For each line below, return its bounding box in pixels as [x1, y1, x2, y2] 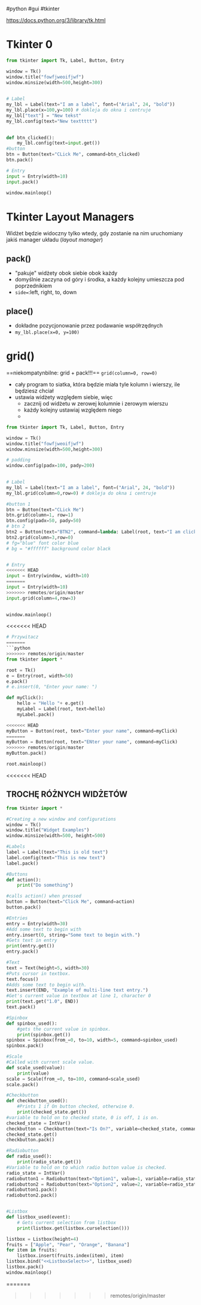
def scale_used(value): [6, 1064, 66, 1070]
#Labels [6, 844, 26, 850]
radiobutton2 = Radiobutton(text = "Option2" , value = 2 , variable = [6, 1181, 170, 1187]
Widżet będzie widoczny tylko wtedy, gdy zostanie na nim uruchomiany [6, 230, 184, 237]
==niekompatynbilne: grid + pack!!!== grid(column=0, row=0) [6, 369, 157, 376]
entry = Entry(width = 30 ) [6, 920, 68, 926]
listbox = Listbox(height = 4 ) [6, 1236, 79, 1242]
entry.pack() [6, 949, 39, 955]
